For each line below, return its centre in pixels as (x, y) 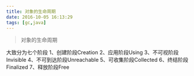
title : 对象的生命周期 (31, 11)
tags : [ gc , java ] (26, 22)
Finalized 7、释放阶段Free (38, 67)
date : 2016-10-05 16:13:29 (39, 17)
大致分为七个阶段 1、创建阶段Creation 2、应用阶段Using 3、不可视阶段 (93, 52)
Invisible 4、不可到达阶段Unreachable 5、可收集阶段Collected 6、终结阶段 (97, 60)
